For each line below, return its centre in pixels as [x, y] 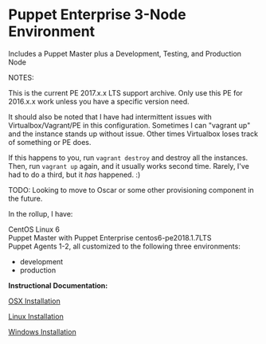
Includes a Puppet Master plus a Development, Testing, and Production [125, 53]
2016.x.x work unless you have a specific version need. [99, 101]
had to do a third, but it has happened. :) [74, 174]
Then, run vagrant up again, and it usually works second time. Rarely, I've [129, 166]
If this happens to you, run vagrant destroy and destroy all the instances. [128, 158]
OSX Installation [35, 301]
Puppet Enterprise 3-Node [97, 15]
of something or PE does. [50, 142]
